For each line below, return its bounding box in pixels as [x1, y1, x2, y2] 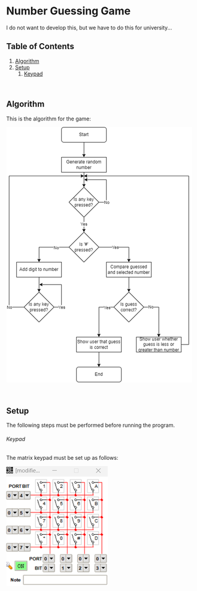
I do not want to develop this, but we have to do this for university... [6, 24, 172, 31]
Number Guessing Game [6, 4, 131, 18]
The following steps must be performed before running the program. [6, 421, 175, 429]
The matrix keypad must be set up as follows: [6, 454, 119, 461]
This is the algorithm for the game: [6, 115, 92, 122]
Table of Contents [6, 41, 75, 52]
